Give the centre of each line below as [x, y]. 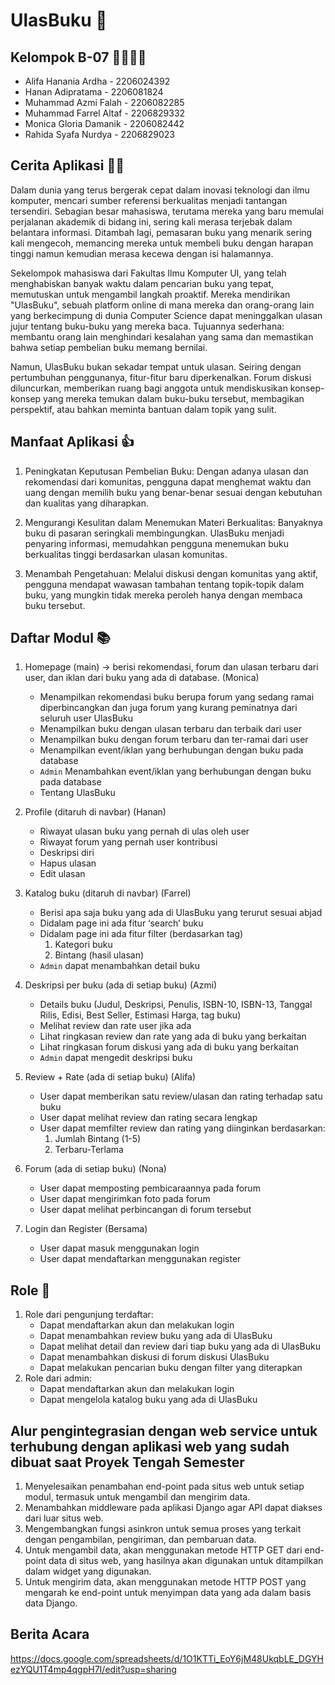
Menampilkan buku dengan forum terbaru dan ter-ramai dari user [174, 740]
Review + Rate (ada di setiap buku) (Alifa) [110, 1077]
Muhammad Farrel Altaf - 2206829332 [105, 113]
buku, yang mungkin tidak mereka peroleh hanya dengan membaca [163, 595]
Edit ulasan [62, 874]
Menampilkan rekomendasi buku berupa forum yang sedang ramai [177, 697]
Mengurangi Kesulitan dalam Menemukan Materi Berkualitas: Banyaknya [173, 522]
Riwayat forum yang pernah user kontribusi [128, 842]
